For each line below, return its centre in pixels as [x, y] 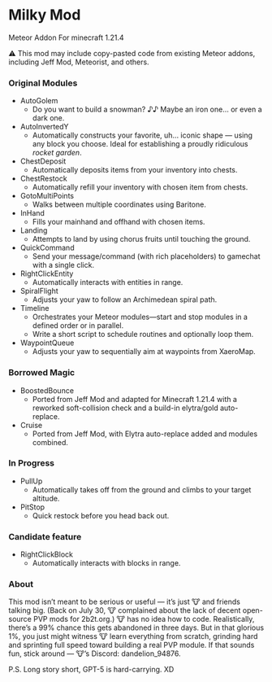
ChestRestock [43, 179]
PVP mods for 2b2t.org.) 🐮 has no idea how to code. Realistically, [144, 619]
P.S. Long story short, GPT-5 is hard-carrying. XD [91, 670]
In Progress [32, 463]
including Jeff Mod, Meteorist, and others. [79, 62]
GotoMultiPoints [47, 196]
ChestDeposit [43, 161]
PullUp [31, 481]
